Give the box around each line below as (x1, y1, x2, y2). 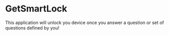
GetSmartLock (5, 3, 68, 14)
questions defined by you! (5, 24, 60, 30)
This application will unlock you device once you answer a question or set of (5, 19, 164, 25)
